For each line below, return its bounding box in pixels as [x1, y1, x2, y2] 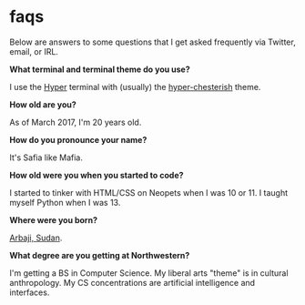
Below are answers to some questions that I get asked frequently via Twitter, [9, 36, 296, 47]
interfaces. [9, 287, 50, 298]
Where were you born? [9, 214, 98, 225]
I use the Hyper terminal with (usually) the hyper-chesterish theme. [9, 81, 261, 92]
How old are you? [9, 98, 77, 110]
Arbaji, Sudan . [9, 232, 63, 243]
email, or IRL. [9, 46, 59, 56]
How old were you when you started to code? [9, 169, 184, 180]
